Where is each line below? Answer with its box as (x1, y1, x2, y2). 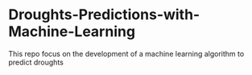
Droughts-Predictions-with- (8, 6, 200, 24)
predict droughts (8, 57, 64, 67)
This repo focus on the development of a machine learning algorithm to (8, 49, 245, 58)
